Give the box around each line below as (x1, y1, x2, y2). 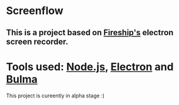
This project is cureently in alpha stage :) (6, 92, 104, 99)
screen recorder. (6, 36, 69, 46)
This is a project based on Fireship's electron (6, 28, 174, 38)
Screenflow (6, 4, 63, 18)
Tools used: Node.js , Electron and (6, 60, 174, 73)
